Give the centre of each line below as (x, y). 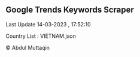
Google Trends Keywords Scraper (70, 10)
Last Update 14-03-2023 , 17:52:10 (48, 24)
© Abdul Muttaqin (28, 47)
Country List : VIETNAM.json (41, 36)
